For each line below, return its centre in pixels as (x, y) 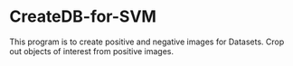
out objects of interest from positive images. (92, 51)
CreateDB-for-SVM (83, 17)
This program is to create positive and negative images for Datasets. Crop (147, 42)
